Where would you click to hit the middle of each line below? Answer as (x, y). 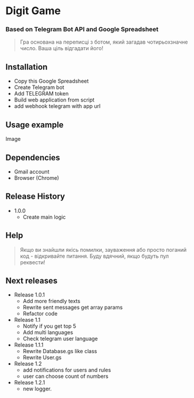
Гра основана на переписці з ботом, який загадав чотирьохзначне (104, 42)
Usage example (35, 125)
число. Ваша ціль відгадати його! (62, 48)
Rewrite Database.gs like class (60, 351)
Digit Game (33, 11)
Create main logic (44, 217)
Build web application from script (54, 100)
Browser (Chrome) (37, 177)
